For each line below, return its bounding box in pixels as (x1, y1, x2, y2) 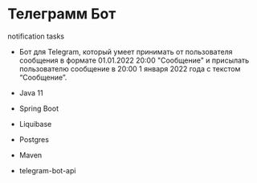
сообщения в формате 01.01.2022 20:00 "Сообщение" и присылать (18, 55, 250, 65)
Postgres (18, 134, 50, 144)
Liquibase (18, 119, 52, 128)
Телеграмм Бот (7, 5, 116, 23)
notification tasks (7, 31, 65, 41)
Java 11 (18, 87, 43, 97)
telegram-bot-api (18, 165, 76, 175)
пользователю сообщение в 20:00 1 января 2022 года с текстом (18, 63, 241, 73)
